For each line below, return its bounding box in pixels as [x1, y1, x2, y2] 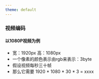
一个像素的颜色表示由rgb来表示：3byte [12, 56, 92, 62]
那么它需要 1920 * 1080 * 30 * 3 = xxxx [12, 68, 94, 75]
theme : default [5, 7, 37, 12]
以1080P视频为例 [5, 38, 41, 44]
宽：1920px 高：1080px [12, 50, 61, 56]
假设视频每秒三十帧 [12, 62, 52, 68]
